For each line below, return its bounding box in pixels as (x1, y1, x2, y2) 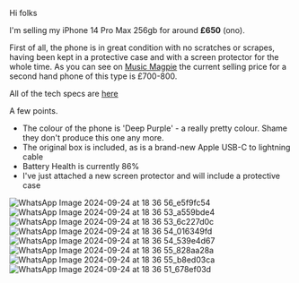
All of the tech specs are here (9, 89, 119, 99)
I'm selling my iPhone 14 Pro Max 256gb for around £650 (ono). (9, 25, 245, 35)
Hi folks (9, 8, 38, 18)
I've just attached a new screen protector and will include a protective (22, 170, 281, 181)
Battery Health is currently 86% (22, 161, 140, 171)
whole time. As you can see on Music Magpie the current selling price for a (9, 62, 287, 72)
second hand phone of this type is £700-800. (9, 71, 178, 81)
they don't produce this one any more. (22, 133, 164, 142)
